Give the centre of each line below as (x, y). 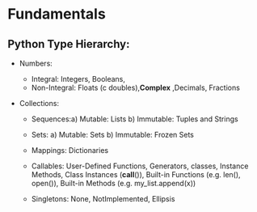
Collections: (39, 103)
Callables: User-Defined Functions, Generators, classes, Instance (140, 166)
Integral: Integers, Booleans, (78, 79)
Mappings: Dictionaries (70, 150)
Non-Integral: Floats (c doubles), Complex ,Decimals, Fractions (135, 87)
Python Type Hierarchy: (69, 44)
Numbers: (36, 63)
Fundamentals (57, 14)
